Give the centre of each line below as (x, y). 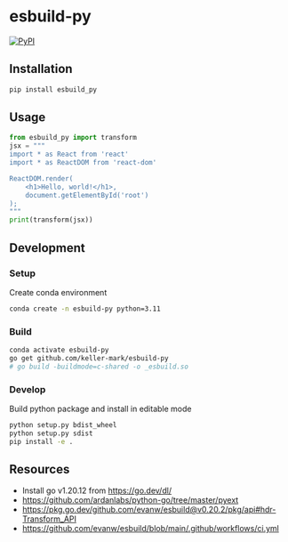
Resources (40, 469)
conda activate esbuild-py (59, 350)
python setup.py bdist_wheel (63, 425)
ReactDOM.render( (41, 178)
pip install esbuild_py (53, 89)
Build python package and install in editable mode (100, 409)
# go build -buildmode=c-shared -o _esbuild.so (99, 367)
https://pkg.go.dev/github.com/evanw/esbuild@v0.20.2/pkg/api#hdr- (149, 510)
